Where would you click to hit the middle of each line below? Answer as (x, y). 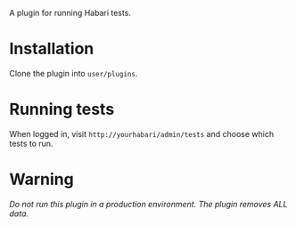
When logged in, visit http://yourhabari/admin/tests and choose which (142, 133)
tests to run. (31, 143)
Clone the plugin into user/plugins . (74, 73)
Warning (41, 179)
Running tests (62, 109)
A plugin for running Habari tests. (70, 13)
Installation (52, 49)
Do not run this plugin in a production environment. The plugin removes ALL (148, 204)
